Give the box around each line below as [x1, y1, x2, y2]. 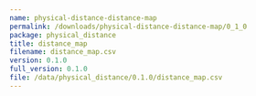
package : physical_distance [9, 30, 117, 39]
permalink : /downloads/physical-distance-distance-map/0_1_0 [9, 22, 248, 31]
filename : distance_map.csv [9, 48, 117, 57]
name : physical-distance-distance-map [9, 13, 157, 23]
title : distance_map [9, 38, 89, 48]
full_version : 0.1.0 [9, 65, 89, 74]
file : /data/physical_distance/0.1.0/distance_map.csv [9, 73, 223, 82]
